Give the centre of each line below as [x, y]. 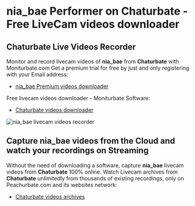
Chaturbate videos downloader [54, 110]
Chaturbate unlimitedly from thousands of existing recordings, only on [95, 178]
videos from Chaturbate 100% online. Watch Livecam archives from [92, 172]
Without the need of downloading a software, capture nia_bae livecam [95, 165]
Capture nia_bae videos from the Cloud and [91, 141]
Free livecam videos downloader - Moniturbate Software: [78, 98]
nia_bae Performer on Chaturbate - [97, 11]
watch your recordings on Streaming [77, 151]
